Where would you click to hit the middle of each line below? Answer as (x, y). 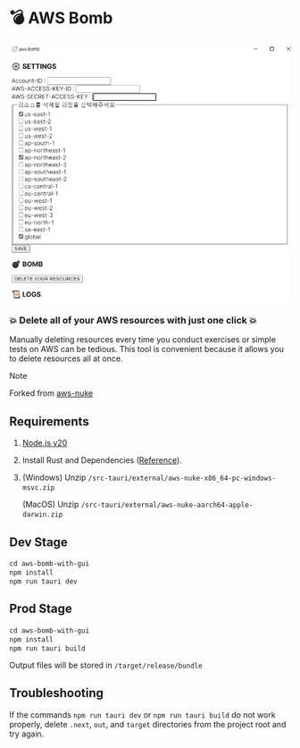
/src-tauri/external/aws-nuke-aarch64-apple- (167, 505)
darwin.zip (42, 515)
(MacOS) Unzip (50, 504)
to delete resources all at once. (66, 358)
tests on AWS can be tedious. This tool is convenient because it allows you (146, 349)
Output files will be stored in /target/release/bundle (106, 665)
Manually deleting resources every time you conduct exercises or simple (143, 340)
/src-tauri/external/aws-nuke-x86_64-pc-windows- (182, 479)
